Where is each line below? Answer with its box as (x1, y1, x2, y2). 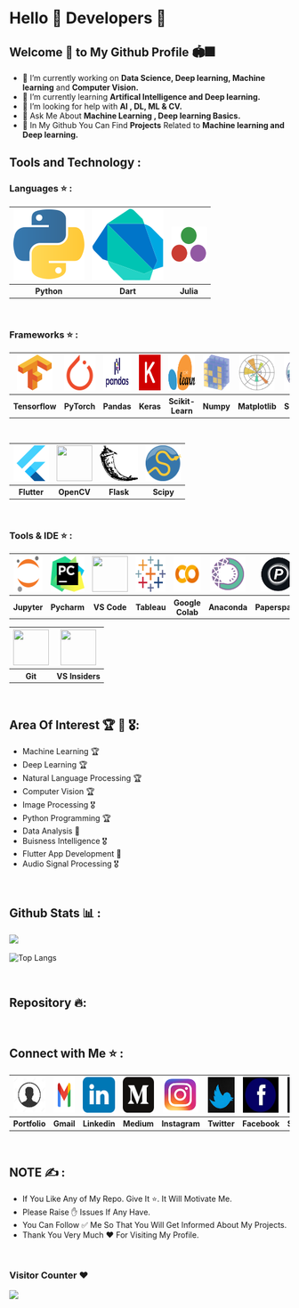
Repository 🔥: (9, 995, 87, 1011)
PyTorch (63, 401, 96, 411)
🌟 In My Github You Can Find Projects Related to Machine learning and (21, 120, 285, 130)
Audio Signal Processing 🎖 (21, 858, 119, 869)
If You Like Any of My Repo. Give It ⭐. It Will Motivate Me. (21, 1193, 233, 1205)
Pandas (102, 401, 132, 411)
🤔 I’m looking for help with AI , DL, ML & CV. (21, 102, 182, 111)
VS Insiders (56, 670, 101, 681)
